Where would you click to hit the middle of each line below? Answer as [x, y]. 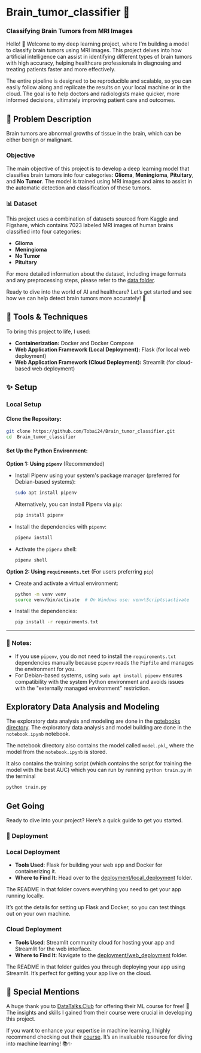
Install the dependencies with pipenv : [60, 526]
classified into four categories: [44, 231]
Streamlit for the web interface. [53, 949]
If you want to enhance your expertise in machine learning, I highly [88, 1031]
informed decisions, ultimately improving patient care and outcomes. [91, 100]
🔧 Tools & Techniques [47, 317]
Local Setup [24, 405]
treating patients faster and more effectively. [61, 70]
